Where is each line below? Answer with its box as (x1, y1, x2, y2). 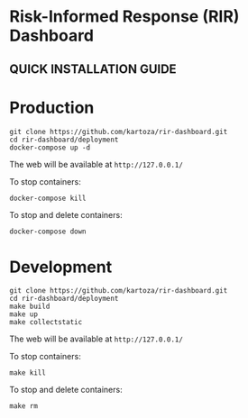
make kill (9, 368, 47, 377)
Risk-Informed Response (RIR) (9, 6, 240, 27)
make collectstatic (9, 318, 83, 327)
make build (9, 302, 51, 312)
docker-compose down (9, 227, 87, 236)
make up (9, 310, 39, 319)
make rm (9, 402, 39, 411)
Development (9, 257, 113, 277)
